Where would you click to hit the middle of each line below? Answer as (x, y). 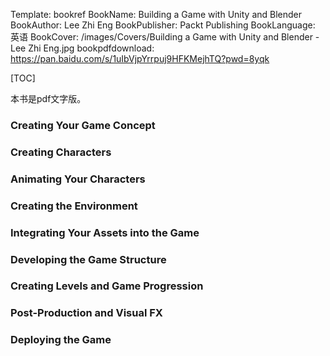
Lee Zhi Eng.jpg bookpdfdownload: (82, 48)
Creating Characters (61, 152)
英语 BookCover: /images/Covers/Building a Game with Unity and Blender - (165, 37)
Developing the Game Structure (88, 259)
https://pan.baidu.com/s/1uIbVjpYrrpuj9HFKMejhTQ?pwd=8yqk (140, 58)
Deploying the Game (61, 340)
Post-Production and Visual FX (86, 313)
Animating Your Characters (78, 179)
